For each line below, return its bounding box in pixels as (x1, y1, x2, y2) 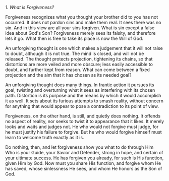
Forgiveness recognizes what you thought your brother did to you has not (5, 14, 158, 20)
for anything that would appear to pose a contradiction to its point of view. (5, 103, 159, 109)
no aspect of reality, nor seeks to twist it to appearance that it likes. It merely (5, 118, 164, 124)
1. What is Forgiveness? (5, 5, 54, 10)
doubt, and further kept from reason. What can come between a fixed (5, 67, 150, 73)
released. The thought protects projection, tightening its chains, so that (5, 56, 153, 62)
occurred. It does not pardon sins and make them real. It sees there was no (5, 20, 161, 25)
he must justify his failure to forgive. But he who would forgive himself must (5, 129, 162, 135)
